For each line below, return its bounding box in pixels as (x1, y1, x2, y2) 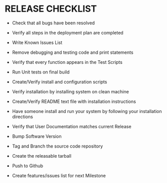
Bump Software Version (12, 133, 62, 139)
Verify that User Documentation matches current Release (12, 123, 132, 129)
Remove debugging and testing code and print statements (12, 49, 134, 55)
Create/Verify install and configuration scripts (12, 79, 107, 85)
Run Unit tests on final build (12, 69, 70, 75)
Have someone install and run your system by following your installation (12, 108, 162, 114)
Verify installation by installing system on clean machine (12, 88, 130, 94)
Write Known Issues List (12, 39, 63, 46)
